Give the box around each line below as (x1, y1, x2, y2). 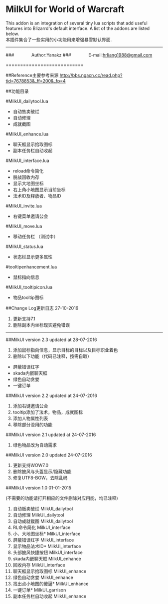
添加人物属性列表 (12, 415, 48, 421)
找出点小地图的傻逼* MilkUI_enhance (12, 580, 89, 586)
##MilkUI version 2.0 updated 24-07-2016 (5, 451, 92, 458)
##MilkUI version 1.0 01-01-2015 (5, 484, 72, 490)
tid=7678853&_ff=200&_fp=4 (5, 77, 66, 83)
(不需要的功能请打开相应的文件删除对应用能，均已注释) (5, 495, 119, 501)
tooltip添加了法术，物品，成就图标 (12, 409, 83, 415)
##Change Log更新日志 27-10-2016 (5, 305, 79, 311)
